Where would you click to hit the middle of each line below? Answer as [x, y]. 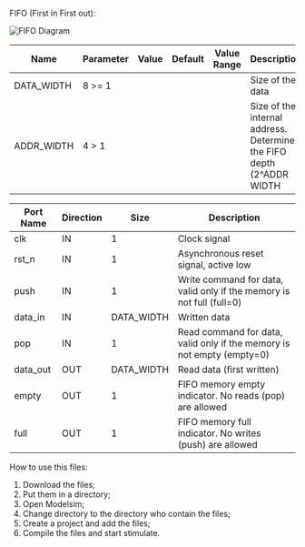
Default [188, 59]
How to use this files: [49, 467]
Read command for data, [230, 332]
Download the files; [59, 485]
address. [269, 129]
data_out [33, 370]
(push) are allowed [217, 445]
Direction [82, 218]
